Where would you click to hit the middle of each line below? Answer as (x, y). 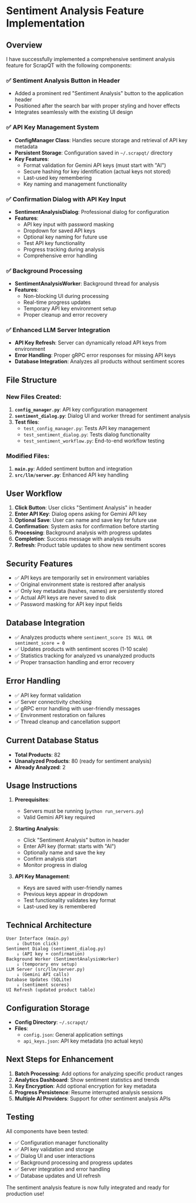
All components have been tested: (48, 1131)
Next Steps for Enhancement (60, 1059)
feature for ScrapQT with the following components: (69, 65)
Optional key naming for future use (65, 237)
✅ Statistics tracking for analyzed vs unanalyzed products (85, 655)
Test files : (27, 422)
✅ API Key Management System (53, 128)
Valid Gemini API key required (59, 817)
